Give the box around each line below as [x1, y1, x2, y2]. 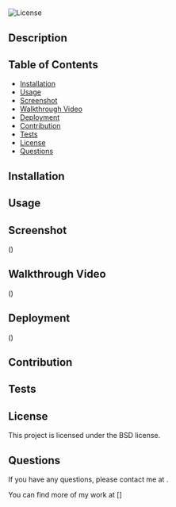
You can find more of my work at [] [8, 490, 123, 500]
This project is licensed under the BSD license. [8, 431, 161, 440]
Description [8, 31, 67, 44]
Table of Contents [8, 58, 99, 71]
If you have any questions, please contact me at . [8, 474, 169, 484]
